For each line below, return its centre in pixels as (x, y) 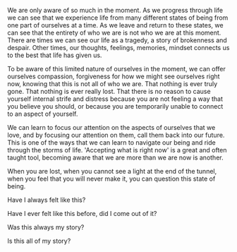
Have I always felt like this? (47, 200)
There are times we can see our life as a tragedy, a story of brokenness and (117, 40)
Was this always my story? (46, 227)
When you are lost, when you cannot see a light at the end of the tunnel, (112, 171)
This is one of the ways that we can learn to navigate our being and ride (112, 143)
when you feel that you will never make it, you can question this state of (111, 179)
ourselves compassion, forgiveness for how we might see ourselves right (114, 76)
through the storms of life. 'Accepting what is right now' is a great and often (117, 150)
